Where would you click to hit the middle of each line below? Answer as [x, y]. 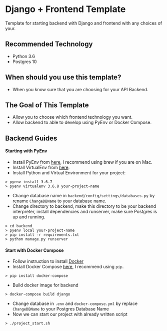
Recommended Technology [49, 44]
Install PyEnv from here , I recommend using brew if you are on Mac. [82, 162]
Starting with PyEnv [26, 151]
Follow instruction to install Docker [48, 261]
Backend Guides [31, 138]
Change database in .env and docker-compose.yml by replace [75, 303]
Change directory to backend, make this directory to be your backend [84, 206]
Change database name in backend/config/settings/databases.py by [83, 195]
